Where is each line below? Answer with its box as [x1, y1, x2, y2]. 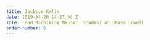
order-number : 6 [6, 25, 46, 31]
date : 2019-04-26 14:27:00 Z [6, 14, 78, 20]
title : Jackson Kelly [6, 8, 60, 15]
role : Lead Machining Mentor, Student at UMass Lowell [6, 19, 145, 25]
